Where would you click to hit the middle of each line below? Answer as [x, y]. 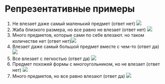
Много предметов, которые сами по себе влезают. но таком [78, 35]
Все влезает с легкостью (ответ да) [51, 59]
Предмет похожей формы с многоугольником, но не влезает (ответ [86, 64]
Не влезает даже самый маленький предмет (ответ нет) [74, 23]
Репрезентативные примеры [70, 9]
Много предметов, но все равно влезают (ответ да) [68, 76]
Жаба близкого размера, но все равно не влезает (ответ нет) [79, 30]
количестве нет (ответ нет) [42, 41]
